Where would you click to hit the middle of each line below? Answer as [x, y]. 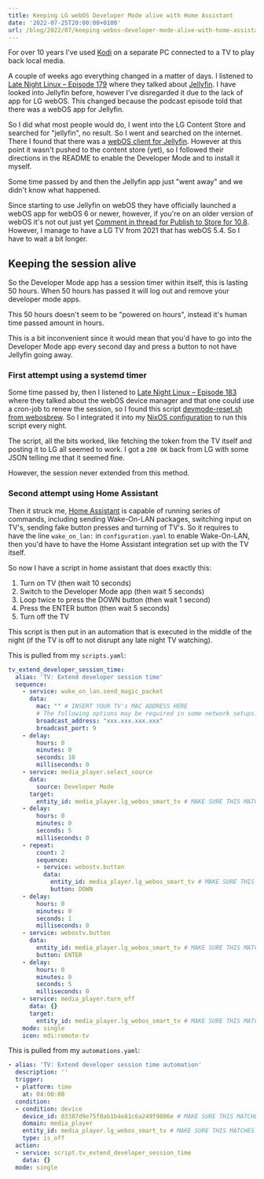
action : [28, 1146]
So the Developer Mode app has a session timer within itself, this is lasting [128, 283]
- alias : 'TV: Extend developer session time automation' [105, 1065]
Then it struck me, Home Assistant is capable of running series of [114, 510]
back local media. [37, 61]
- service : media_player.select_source [88, 772]
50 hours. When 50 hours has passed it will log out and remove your [119, 291]
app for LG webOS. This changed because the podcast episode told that [125, 101]
